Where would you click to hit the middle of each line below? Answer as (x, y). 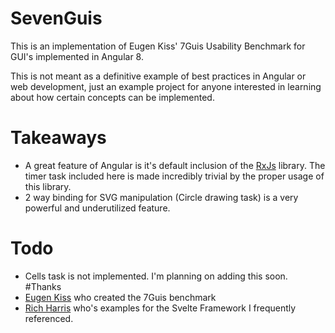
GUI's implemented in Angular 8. (77, 56)
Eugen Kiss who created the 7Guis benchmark (120, 297)
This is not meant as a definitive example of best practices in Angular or (158, 76)
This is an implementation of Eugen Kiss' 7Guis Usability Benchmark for (158, 46)
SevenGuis (56, 18)
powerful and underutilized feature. (97, 208)
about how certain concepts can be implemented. (112, 97)
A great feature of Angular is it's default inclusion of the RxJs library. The (175, 165)
